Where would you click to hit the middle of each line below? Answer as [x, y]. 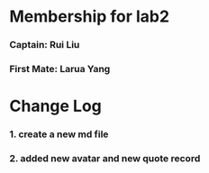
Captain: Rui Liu [45, 45]
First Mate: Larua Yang [60, 69]
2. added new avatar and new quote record [105, 159]
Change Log [55, 106]
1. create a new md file [59, 134]
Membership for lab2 [89, 17]
